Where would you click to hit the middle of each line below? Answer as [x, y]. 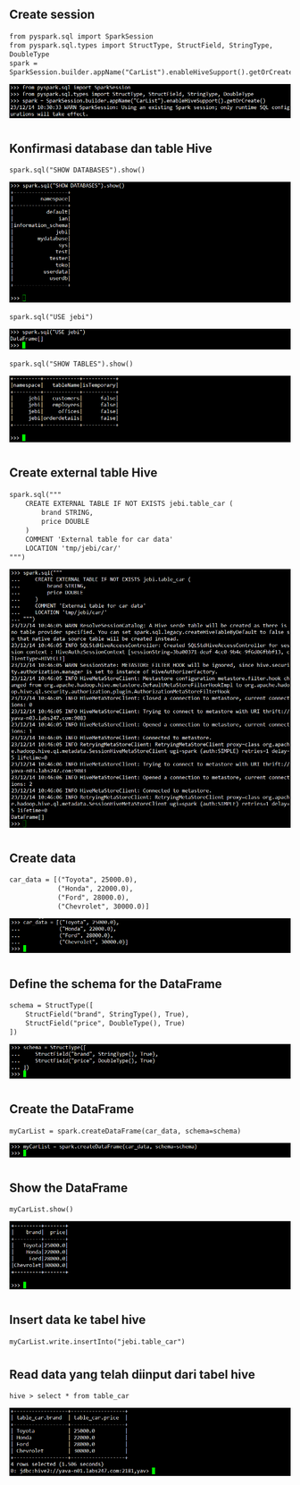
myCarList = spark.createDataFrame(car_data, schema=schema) [125, 1131]
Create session [52, 15]
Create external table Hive [83, 473]
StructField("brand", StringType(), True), [108, 1015]
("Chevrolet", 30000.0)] [103, 907]
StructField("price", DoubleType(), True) [105, 1024]
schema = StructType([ [51, 1006]
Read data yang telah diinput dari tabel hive [133, 1375]
